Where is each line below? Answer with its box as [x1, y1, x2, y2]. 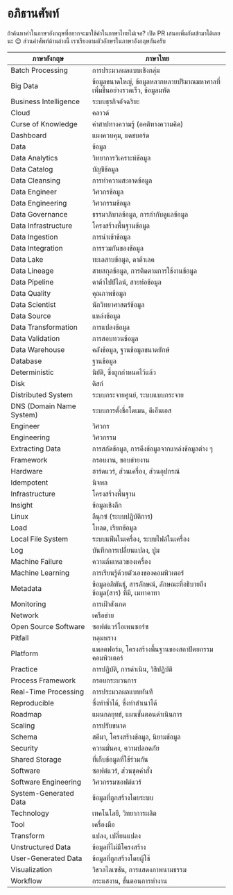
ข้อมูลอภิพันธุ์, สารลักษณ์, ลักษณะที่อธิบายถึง [92, 579, 207, 589]
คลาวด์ [92, 108, 110, 117]
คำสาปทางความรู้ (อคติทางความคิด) [92, 119, 184, 128]
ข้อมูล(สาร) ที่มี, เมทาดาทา [92, 587, 160, 597]
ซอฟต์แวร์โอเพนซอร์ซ [92, 621, 149, 631]
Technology [10, 808, 50, 818]
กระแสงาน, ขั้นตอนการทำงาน [92, 876, 168, 885]
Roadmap [10, 709, 42, 719]
